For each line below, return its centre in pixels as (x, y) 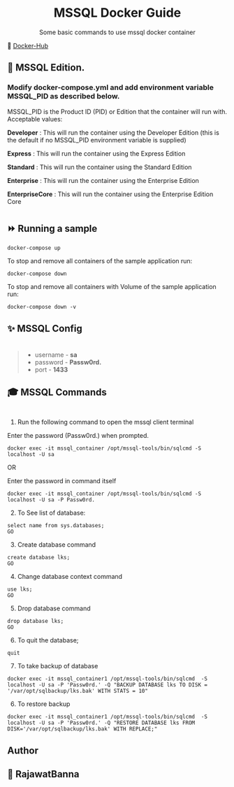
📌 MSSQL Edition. (46, 68)
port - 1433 (51, 369)
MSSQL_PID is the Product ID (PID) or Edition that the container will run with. (117, 111)
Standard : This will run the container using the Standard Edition (100, 167)
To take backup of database (58, 666)
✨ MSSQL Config (45, 329)
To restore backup (44, 704)
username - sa (56, 355)
